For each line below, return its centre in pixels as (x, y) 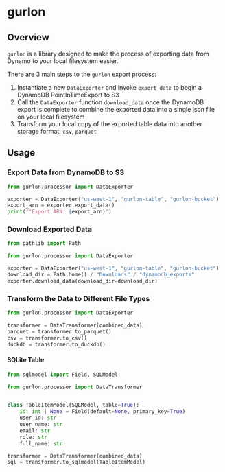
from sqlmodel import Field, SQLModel (62, 375)
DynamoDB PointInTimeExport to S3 (68, 95)
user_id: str (38, 418)
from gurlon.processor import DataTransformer (75, 387)
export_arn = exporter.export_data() (61, 205)
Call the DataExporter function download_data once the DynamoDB (110, 102)
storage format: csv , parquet (57, 131)
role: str (34, 437)
